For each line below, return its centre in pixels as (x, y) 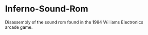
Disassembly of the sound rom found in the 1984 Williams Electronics (74, 22)
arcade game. (19, 27)
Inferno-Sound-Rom (47, 9)
